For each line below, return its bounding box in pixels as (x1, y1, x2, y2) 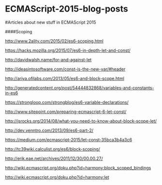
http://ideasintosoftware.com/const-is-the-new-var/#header (5, 66, 126, 72)
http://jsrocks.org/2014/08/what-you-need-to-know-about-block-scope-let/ (5, 118, 157, 124)
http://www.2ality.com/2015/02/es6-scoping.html (5, 38, 104, 44)
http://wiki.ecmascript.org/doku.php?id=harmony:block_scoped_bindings (5, 165, 151, 171)
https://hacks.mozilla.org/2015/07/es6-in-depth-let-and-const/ (5, 47, 131, 53)
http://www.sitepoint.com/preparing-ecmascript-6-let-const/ (5, 109, 127, 114)
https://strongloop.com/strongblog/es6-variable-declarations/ (5, 99, 129, 105)
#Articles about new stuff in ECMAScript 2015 (5, 19, 96, 25)
